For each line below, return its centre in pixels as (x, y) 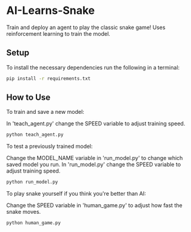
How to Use (28, 98)
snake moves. (24, 212)
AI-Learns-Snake (51, 11)
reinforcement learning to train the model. (58, 33)
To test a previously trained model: (49, 147)
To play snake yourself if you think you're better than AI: (76, 194)
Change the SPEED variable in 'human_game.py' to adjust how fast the (95, 205)
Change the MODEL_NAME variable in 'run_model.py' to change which (95, 158)
